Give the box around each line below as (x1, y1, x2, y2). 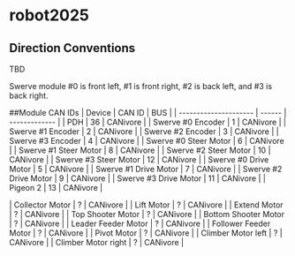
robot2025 (9, 5, 90, 26)
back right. (9, 90, 49, 101)
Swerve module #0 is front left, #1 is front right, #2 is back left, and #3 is (9, 81, 272, 91)
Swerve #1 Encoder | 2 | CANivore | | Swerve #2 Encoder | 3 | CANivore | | (9, 126, 280, 137)
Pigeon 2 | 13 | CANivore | (9, 183, 103, 192)
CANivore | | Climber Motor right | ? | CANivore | (9, 237, 184, 247)
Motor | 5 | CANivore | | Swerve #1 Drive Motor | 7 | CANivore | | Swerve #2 (9, 164, 283, 174)
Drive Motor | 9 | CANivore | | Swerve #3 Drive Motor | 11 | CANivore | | (9, 173, 267, 184)
